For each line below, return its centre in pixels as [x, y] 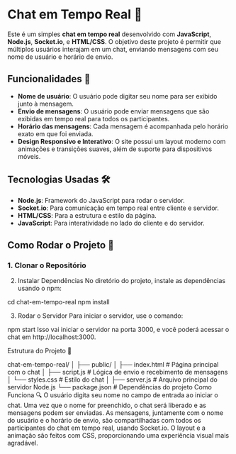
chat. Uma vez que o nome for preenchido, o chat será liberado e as [107, 405]
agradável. [23, 443]
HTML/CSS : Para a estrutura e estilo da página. [87, 215]
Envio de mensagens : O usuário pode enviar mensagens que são [113, 111]
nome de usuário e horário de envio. [60, 57]
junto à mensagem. [46, 104]
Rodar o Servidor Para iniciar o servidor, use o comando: [100, 316]
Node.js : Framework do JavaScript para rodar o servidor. [101, 200]
